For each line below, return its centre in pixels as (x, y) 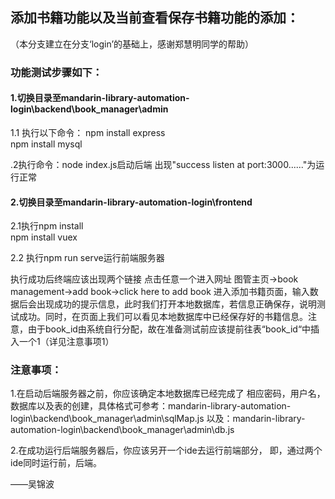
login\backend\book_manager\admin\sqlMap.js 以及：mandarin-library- (158, 419)
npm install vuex (44, 237)
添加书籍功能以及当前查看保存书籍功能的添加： (155, 18)
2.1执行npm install (47, 226)
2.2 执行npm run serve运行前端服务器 (87, 258)
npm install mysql (46, 144)
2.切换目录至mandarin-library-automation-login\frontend (131, 202)
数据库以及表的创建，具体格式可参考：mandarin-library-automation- (151, 406)
